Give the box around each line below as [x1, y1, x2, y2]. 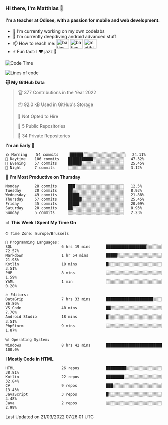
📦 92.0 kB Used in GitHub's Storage [17, 101, 94, 108]
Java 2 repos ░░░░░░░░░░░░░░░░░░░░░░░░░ [5, 401, 163, 406]
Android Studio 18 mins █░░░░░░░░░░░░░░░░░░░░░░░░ [5, 314, 163, 320]
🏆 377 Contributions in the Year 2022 [17, 90, 96, 96]
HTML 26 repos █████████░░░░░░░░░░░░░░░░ [5, 366, 163, 371]
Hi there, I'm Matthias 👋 [5, 5, 64, 12]
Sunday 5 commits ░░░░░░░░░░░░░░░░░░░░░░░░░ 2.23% [5, 210, 142, 216]
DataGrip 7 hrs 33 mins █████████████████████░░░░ [5, 297, 163, 302]
